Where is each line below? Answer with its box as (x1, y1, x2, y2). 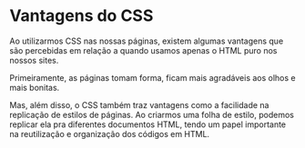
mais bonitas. (9, 82, 60, 93)
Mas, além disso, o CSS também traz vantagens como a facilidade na (9, 99, 269, 110)
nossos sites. (9, 54, 59, 65)
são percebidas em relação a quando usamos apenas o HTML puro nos (9, 44, 278, 55)
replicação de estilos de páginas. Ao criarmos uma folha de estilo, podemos (9, 109, 294, 120)
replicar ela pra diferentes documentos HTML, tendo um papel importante (9, 119, 287, 130)
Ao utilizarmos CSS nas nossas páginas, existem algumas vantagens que (9, 35, 284, 46)
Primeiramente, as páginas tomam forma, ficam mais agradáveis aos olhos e (9, 72, 296, 83)
